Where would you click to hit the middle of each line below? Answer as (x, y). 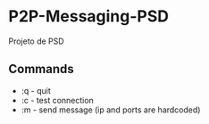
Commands (42, 69)
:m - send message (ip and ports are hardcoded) (111, 110)
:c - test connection (58, 100)
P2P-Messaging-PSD (89, 17)
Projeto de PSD (36, 41)
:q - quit (36, 90)
